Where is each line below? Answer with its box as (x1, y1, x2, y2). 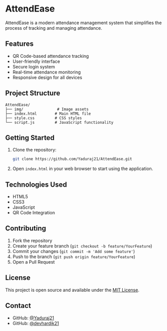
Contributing (5, 224, 46, 233)
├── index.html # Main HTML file (5, 111, 92, 116)
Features (5, 40, 34, 48)
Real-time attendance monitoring (12, 69, 81, 75)
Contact (5, 301, 31, 310)
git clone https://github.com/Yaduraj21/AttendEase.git (12, 156, 132, 161)
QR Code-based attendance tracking (12, 53, 89, 59)
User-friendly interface (12, 58, 60, 64)
